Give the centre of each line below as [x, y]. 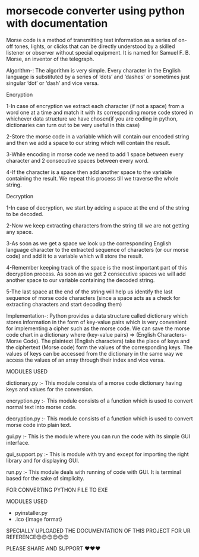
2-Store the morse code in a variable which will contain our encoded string [98, 136]
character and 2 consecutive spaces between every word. [78, 160]
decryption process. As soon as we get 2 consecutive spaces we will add [96, 274]
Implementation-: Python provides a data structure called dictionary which [97, 315]
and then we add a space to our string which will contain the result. [88, 143]
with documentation [57, 23]
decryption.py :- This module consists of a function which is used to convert [99, 418]
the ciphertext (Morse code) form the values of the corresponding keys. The [99, 347]
